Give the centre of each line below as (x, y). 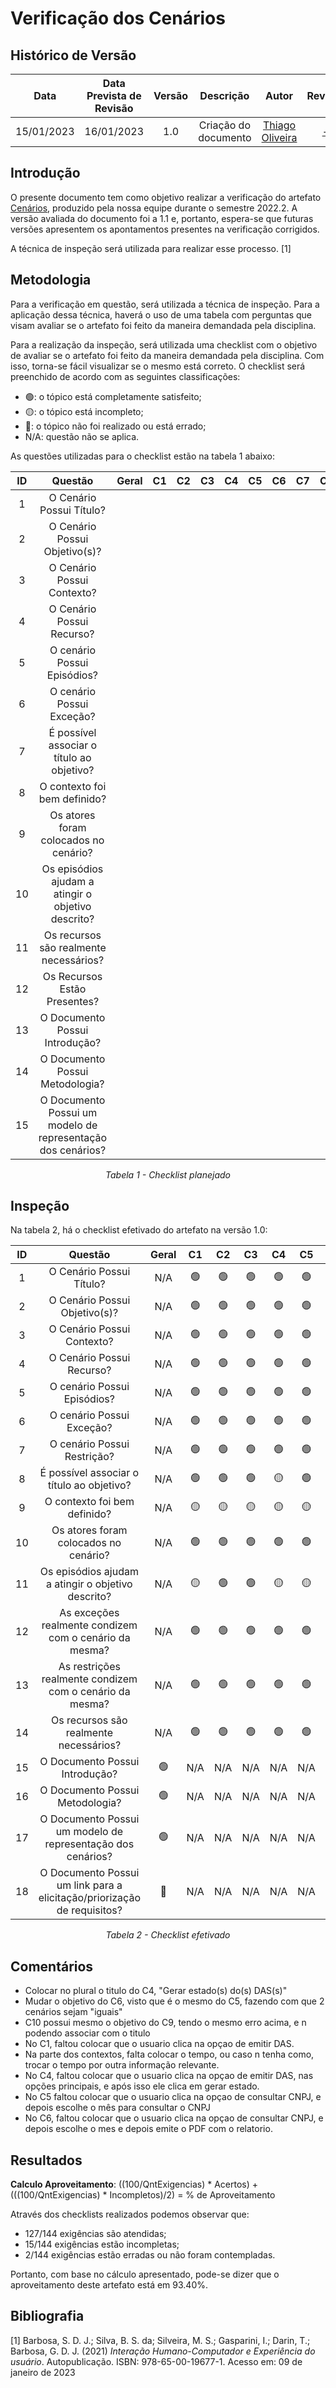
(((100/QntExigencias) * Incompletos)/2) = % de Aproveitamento (143, 2195)
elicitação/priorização (89, 1898)
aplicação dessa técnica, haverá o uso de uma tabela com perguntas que (161, 314)
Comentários (52, 1966)
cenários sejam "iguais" (73, 2012)
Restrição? (89, 1457)
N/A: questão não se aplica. (82, 436)
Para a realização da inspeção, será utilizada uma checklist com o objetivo (164, 344)
